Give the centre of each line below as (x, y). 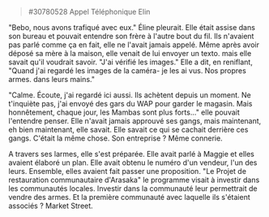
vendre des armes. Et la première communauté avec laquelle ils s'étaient (129, 197)
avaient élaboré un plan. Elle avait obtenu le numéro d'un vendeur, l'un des (133, 163)
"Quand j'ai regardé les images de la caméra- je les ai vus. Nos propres (128, 71)
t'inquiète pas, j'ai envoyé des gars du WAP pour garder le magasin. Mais (130, 104)
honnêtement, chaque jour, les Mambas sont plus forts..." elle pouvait (124, 112)
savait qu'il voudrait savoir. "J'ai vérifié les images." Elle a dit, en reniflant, (130, 62)
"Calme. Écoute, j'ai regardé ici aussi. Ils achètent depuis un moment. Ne (130, 95)
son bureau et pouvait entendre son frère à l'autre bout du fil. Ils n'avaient (131, 36)
